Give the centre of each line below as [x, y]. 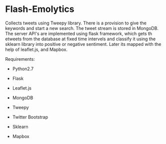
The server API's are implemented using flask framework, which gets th [79, 33]
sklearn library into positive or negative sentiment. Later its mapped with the [83, 44]
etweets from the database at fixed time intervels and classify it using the [81, 39]
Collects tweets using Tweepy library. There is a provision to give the [76, 23]
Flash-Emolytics [40, 9]
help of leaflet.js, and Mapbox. [36, 49]
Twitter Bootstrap [30, 117]
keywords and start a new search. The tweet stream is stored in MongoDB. [82, 28]
